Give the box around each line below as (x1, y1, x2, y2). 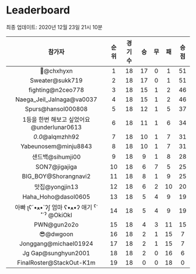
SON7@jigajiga (35, 162, 78, 170)
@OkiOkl (48, 211, 72, 219)
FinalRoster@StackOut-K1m (17, 258, 96, 266)
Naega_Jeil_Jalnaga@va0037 (15, 95, 97, 103)
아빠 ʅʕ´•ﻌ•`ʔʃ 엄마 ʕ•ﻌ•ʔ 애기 (14, 203, 92, 211)
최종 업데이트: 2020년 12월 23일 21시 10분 (6, 23, 103, 30)
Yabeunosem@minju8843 (20, 142, 92, 150)
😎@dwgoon (39, 230, 74, 238)
